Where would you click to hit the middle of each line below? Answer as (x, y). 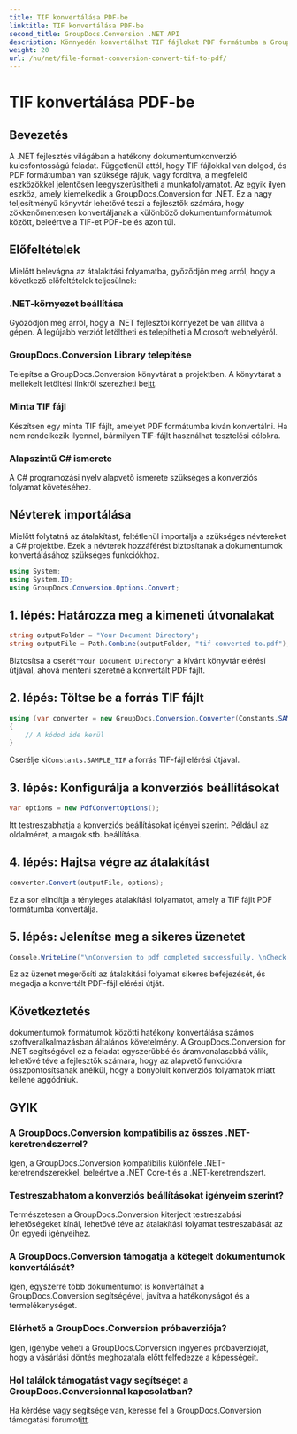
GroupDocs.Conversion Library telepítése (100, 355)
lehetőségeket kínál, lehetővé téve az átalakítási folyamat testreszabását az (146, 1224)
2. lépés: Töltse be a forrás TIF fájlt (107, 698)
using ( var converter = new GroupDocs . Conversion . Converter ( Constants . (144, 718)
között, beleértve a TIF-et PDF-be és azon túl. (93, 222)
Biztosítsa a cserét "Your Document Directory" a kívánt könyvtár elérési (138, 661)
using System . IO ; (41, 579)
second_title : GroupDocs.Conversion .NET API (94, 34)
